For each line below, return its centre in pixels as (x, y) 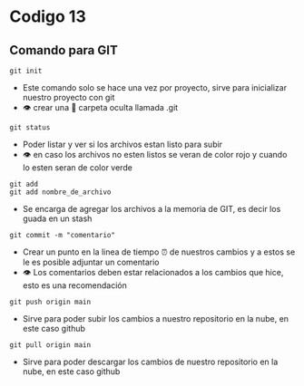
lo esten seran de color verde (78, 168)
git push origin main (50, 302)
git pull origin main (50, 345)
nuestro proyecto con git (69, 97)
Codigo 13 (48, 17)
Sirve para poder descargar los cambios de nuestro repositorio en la (150, 362)
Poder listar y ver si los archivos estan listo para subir (123, 144)
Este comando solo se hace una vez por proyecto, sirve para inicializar (155, 87)
